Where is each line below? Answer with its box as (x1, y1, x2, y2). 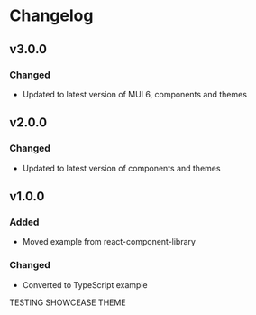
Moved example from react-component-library (22, 236, 197, 247)
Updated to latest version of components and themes (22, 162, 221, 173)
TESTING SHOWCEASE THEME (9, 297, 126, 308)
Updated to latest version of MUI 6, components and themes (22, 88, 248, 99)
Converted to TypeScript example (22, 279, 148, 290)
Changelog (9, 5, 94, 26)
